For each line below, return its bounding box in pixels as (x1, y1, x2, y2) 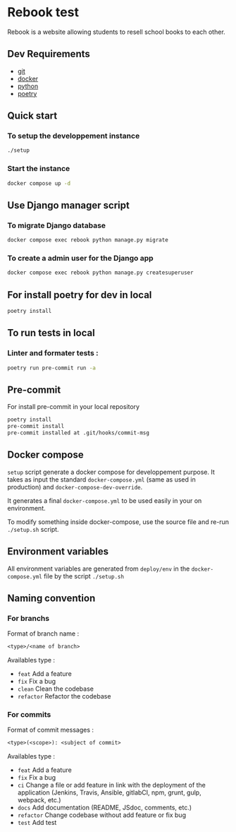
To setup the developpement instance (7, 131, 140, 141)
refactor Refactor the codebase (17, 692, 111, 701)
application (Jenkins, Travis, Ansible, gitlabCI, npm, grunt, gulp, (17, 788, 202, 797)
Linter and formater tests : (7, 348, 99, 358)
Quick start (7, 110, 58, 122)
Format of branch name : (7, 629, 80, 638)
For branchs (7, 613, 50, 623)
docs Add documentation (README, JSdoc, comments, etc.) (17, 803, 192, 812)
